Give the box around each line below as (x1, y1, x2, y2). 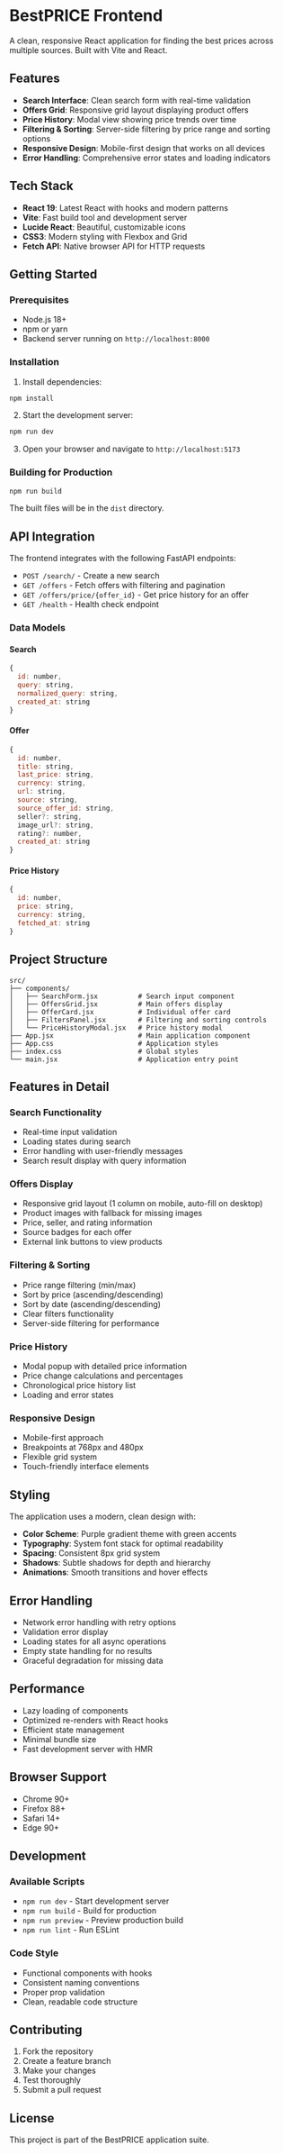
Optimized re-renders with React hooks (22, 1714, 169, 1725)
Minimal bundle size (22, 1733, 97, 1744)
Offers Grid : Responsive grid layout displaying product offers (22, 105, 249, 115)
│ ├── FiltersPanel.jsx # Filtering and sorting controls (9, 1015, 268, 1024)
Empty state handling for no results (22, 1646, 153, 1656)
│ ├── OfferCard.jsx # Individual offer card (9, 1007, 231, 1016)
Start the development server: (22, 410, 134, 421)
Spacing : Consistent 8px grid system (22, 1548, 160, 1559)
